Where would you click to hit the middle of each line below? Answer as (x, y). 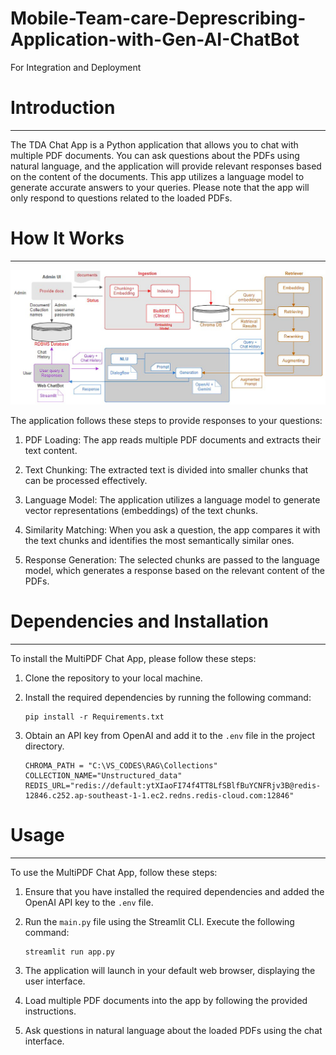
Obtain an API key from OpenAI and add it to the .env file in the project (170, 735)
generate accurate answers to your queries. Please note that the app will (160, 187)
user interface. (55, 981)
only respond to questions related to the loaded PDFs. (121, 198)
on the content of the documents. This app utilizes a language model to (157, 176)
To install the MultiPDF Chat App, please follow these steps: (133, 658)
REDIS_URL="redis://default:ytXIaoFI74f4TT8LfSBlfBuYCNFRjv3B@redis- (173, 785)
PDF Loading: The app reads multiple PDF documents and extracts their (173, 439)
